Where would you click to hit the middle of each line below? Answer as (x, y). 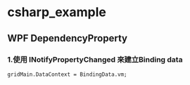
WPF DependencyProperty (68, 38)
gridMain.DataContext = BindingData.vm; (68, 74)
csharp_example (57, 12)
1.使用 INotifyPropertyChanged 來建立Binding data (95, 59)
